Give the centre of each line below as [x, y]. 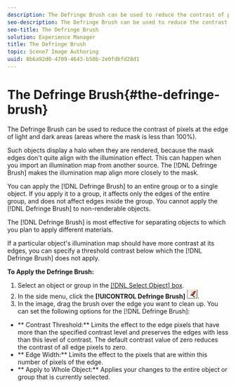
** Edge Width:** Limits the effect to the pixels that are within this [112, 354]
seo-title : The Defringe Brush [53, 29]
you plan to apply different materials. [60, 229]
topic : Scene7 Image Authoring [53, 52]
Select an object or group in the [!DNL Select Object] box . [101, 285]
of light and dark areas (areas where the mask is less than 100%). [102, 136]
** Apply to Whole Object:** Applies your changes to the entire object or [122, 369]
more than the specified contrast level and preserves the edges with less [123, 332]
